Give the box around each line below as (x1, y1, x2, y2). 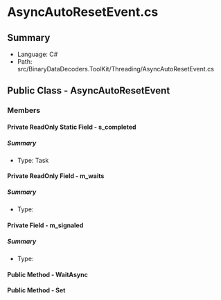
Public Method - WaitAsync (7, 270, 88, 279)
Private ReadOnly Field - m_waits (7, 172, 105, 180)
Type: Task (17, 156, 49, 164)
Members (7, 105, 40, 115)
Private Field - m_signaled (7, 221, 84, 229)
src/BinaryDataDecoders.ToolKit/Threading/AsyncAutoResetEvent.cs (17, 65, 215, 73)
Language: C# (17, 50, 58, 58)
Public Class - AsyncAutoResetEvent (7, 85, 170, 97)
